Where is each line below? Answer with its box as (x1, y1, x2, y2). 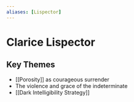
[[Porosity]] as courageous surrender (15, 76, 110, 83)
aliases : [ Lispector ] (6, 9, 62, 15)
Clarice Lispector (6, 35, 95, 49)
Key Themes (6, 59, 56, 70)
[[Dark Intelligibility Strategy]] (15, 89, 90, 96)
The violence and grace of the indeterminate (15, 82, 128, 89)
